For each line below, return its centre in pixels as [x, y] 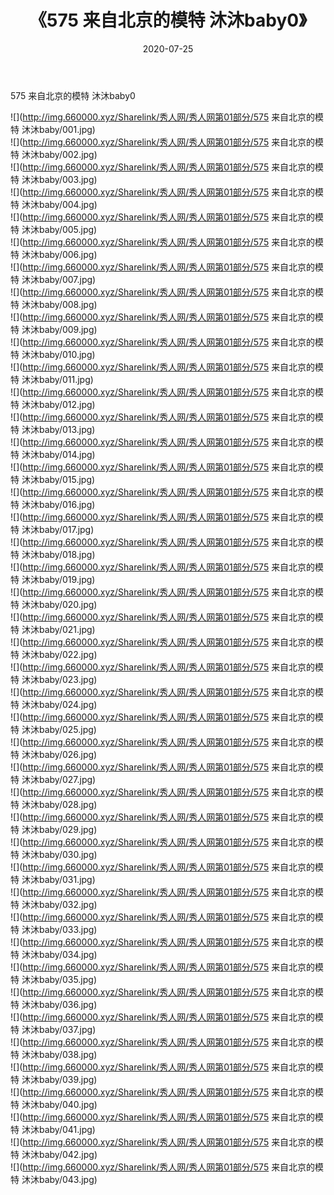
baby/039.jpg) [68, 1079]
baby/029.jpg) [68, 829]
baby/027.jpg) [67, 779]
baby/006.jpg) [68, 254]
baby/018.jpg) [67, 554]
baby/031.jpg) [67, 879]
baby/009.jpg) [68, 329]
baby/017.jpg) [66, 529]
